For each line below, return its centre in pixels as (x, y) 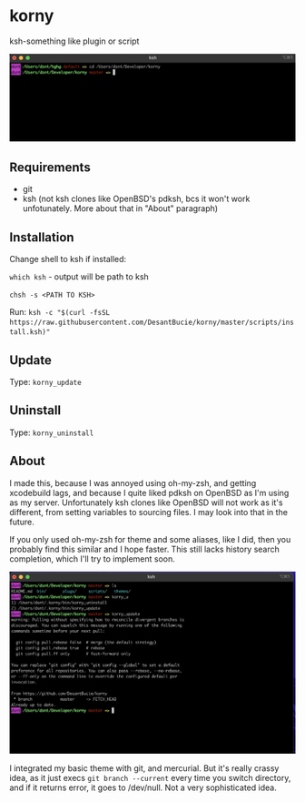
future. (22, 522)
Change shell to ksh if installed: (68, 259)
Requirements (50, 167)
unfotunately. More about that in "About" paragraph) (120, 208)
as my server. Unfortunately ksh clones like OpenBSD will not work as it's (146, 503)
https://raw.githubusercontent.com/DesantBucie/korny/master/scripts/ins (152, 323)
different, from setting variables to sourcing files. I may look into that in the (149, 512)
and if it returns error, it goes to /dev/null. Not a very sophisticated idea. (143, 787)
